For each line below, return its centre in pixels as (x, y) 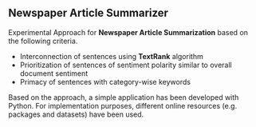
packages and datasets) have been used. (76, 114)
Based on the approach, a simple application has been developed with (124, 97)
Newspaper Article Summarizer (89, 13)
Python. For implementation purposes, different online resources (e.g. (123, 105)
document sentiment (54, 73)
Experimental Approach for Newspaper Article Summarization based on (128, 32)
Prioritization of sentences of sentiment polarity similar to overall (126, 65)
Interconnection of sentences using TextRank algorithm (111, 56)
